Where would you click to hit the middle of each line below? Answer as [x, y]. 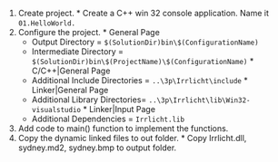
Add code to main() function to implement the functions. [123, 129]
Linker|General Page [70, 90]
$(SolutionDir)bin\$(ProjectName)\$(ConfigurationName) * [143, 61]
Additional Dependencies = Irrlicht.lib [108, 119]
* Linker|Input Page [119, 109]
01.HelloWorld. [47, 24]
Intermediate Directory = [78, 52]
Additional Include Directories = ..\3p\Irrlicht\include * [139, 80]
